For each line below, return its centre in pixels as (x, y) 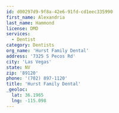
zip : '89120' (22, 73)
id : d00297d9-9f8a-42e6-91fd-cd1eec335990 (59, 12)
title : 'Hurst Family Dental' (44, 84)
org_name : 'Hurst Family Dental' (48, 51)
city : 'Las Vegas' (29, 62)
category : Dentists (30, 45)
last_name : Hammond (30, 23)
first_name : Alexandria (36, 17)
